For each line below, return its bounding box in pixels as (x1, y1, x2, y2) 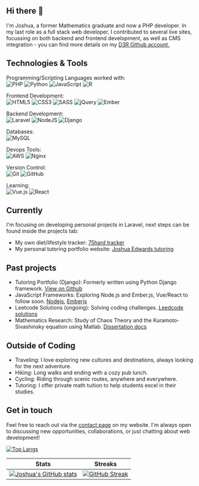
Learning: (6, 182, 30, 189)
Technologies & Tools (6, 58, 88, 69)
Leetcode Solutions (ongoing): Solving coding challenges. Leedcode (14, 304, 183, 311)
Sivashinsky (14, 323, 45, 331)
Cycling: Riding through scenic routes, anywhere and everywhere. (14, 375, 178, 383)
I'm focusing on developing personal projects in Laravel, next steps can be (6, 221, 189, 228)
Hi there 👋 (6, 6, 44, 16)
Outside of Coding (6, 340, 76, 350)
